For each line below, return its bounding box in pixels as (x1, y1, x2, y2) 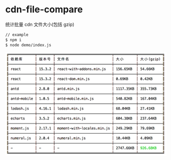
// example (5, 32, 29, 37)
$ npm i (5, 37, 22, 42)
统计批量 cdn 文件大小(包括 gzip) (5, 21, 75, 27)
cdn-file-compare (5, 4, 83, 15)
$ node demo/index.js (5, 42, 52, 47)
